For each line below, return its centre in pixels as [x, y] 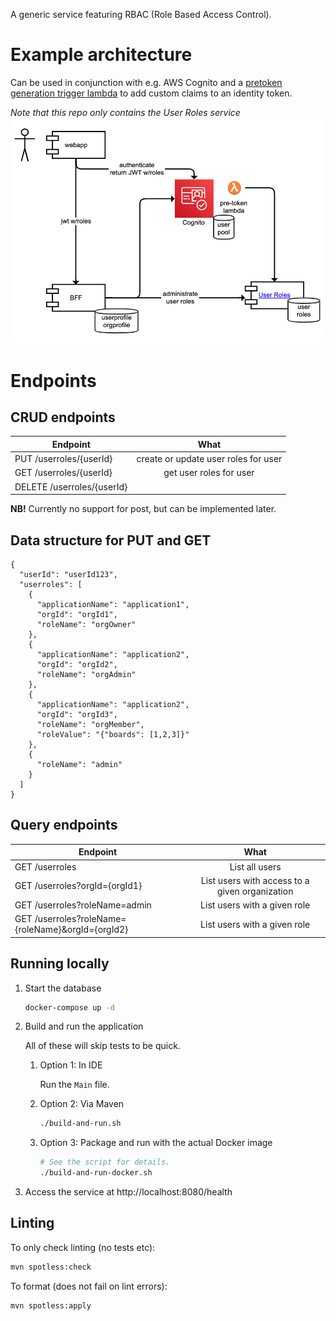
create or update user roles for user [209, 459]
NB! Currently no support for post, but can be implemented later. [143, 509]
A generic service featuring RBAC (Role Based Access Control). [141, 14]
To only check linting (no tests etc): [83, 1247]
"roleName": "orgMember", [90, 724]
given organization [255, 891]
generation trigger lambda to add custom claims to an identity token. [151, 93]
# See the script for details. [105, 1162]
